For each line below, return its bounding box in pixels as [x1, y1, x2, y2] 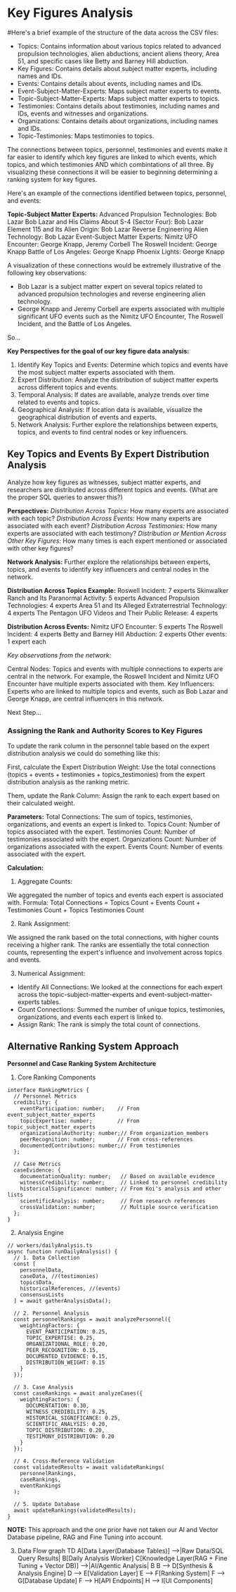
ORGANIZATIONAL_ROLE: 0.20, [25, 1340, 109, 1348]
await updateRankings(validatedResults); [13, 1507, 137, 1514]
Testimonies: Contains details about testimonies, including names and [17, 101, 220, 110]
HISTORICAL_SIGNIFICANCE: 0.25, [25, 1414, 121, 1422]
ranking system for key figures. [7, 175, 98, 184]
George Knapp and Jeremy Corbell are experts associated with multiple [17, 304, 225, 313]
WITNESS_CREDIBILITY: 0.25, [25, 1408, 109, 1415]
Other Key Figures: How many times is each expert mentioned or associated [7, 537, 228, 545]
